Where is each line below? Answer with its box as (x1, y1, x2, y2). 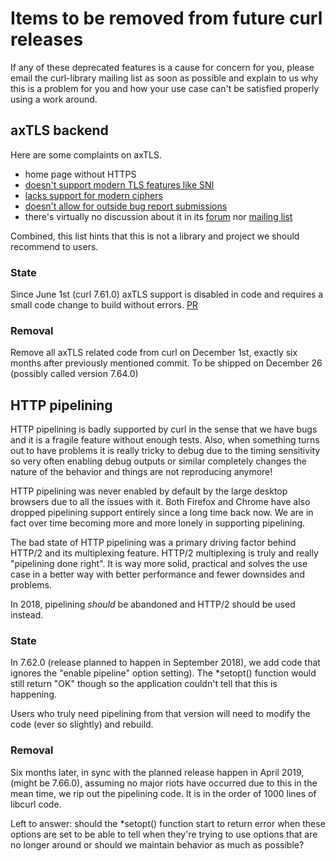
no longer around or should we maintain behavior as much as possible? (10, 838, 305, 851)
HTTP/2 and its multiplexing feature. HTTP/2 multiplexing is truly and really (10, 547, 319, 559)
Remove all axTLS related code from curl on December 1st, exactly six (10, 347, 298, 359)
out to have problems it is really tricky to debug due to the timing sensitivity (10, 445, 321, 457)
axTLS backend (10, 122, 109, 139)
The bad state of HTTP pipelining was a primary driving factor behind (10, 537, 297, 549)
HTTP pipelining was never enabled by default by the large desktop (10, 485, 288, 497)
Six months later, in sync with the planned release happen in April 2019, (10, 766, 305, 778)
